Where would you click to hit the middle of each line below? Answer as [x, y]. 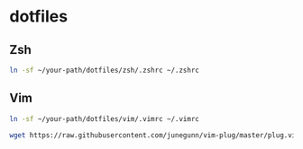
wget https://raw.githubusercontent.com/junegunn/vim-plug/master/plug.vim [155, 135]
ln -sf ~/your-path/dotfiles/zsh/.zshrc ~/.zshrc [105, 70]
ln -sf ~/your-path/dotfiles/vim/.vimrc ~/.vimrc [105, 118]
